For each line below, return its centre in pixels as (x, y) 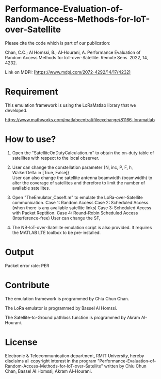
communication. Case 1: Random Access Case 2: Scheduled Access (80, 202)
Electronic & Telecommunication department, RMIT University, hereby (75, 356)
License (21, 342)
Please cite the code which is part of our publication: (58, 43)
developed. (16, 110)
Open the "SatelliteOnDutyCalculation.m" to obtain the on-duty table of (83, 153)
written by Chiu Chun (125, 366)
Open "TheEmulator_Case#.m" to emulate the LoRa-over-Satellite (77, 197)
